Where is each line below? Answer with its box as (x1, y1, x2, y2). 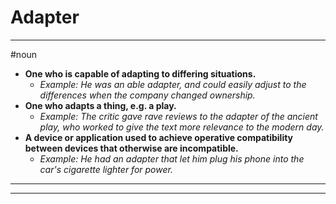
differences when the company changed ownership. (39, 89, 256, 101)
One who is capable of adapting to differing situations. (24, 67, 257, 80)
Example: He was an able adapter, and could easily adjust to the (39, 78, 307, 90)
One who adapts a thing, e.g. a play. (24, 99, 177, 111)
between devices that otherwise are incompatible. (24, 142, 239, 154)
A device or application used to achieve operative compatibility (24, 131, 294, 143)
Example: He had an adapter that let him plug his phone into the (39, 152, 305, 165)
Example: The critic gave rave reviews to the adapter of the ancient (39, 110, 318, 122)
